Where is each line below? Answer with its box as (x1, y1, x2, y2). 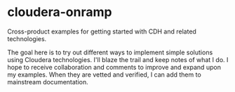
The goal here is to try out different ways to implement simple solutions (7, 48, 213, 56)
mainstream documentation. (7, 77, 89, 86)
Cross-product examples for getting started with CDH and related (7, 27, 196, 36)
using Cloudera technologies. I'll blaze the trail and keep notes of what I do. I (7, 55, 229, 63)
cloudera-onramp (7, 4, 112, 20)
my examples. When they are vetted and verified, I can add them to (7, 70, 201, 79)
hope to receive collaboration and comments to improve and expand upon (7, 63, 221, 71)
